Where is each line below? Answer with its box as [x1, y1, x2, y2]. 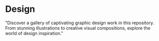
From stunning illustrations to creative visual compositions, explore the [5, 25, 151, 31]
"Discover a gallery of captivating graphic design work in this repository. [5, 20, 154, 26]
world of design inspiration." [5, 30, 63, 36]
